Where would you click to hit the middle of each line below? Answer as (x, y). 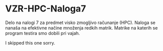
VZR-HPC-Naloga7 (46, 9)
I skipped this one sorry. (30, 42)
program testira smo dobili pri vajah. (43, 33)
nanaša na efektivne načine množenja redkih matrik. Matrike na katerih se (81, 27)
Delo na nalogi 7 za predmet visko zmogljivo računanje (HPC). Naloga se (80, 22)
